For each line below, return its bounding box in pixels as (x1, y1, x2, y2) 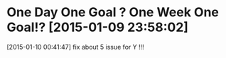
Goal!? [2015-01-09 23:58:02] (6, 19, 189, 35)
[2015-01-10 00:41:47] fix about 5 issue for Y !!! (6, 42, 145, 51)
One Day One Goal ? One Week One (6, 4, 220, 21)
